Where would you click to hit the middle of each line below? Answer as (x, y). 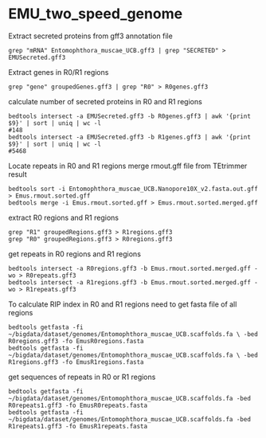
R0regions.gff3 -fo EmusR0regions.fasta (76, 341)
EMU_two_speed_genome (96, 14)
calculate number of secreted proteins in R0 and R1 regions (106, 101)
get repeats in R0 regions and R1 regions (75, 254)
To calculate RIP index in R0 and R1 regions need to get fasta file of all (123, 304)
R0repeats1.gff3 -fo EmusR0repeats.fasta (78, 405)
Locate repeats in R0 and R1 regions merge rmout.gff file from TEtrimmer (128, 166)
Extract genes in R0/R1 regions (59, 72)
